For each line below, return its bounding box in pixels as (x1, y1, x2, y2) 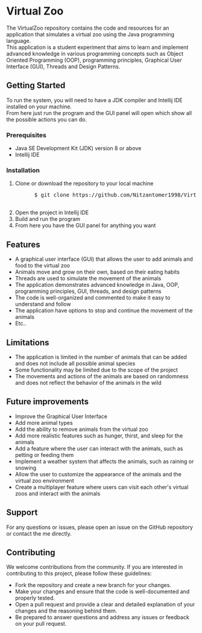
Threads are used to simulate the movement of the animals (14, 275, 162, 282)
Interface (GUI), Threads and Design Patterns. (6, 62, 121, 70)
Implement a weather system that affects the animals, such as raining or (14, 458, 194, 465)
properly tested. (14, 594, 55, 602)
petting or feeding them (14, 451, 74, 458)
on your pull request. (14, 620, 67, 628)
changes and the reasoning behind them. (14, 607, 118, 615)
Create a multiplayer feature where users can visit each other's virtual (14, 483, 189, 491)
